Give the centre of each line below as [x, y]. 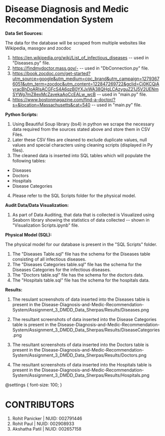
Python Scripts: [21, 114]
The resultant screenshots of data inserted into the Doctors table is [81, 345]
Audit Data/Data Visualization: [37, 205]
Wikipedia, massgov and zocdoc [38, 48]
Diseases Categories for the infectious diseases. [62, 270]
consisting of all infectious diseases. [49, 259]
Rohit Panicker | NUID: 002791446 [47, 418]
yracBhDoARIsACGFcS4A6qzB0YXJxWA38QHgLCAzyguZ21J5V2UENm [85, 89]
